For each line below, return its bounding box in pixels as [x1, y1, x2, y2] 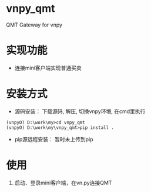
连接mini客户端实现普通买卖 [14, 64, 82, 71]
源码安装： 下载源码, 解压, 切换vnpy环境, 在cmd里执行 [14, 108, 146, 115]
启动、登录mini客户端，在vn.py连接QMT [14, 179, 112, 186]
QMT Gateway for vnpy [6, 21, 63, 28]
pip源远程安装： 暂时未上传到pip [14, 135, 93, 143]
